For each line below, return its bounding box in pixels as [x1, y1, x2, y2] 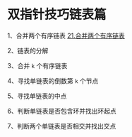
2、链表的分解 [7, 46, 49, 55]
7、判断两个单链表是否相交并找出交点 [7, 121, 116, 130]
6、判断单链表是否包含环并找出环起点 [7, 106, 116, 115]
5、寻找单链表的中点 [7, 92, 67, 100]
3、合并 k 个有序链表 [7, 61, 68, 70]
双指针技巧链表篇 [7, 6, 107, 23]
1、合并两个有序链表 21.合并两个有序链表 [7, 31, 125, 40]
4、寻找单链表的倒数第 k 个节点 [7, 76, 99, 85]
